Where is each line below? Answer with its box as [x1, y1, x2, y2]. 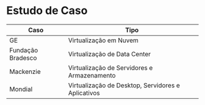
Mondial [9, 85, 33, 93]
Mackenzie [9, 67, 41, 76]
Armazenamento [68, 71, 116, 79]
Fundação [9, 46, 38, 54]
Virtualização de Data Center [68, 49, 151, 58]
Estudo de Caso [6, 4, 88, 18]
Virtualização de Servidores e [68, 63, 153, 72]
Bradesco [9, 53, 37, 62]
